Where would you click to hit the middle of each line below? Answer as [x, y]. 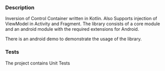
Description [20, 8]
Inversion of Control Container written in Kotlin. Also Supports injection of [81, 19]
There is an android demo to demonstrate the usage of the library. [73, 39]
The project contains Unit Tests [38, 63]
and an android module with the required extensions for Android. [72, 29]
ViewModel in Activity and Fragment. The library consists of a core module [82, 24]
